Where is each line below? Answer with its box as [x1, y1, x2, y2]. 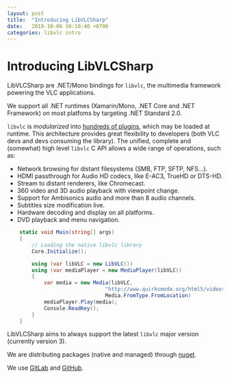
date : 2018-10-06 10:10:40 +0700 [7, 23, 109, 29]
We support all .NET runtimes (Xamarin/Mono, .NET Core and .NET [7, 102, 195, 110]
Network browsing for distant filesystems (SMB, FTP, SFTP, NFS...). [16, 165, 207, 173]
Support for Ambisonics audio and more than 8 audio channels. [16, 194, 196, 202]
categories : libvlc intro [7, 29, 81, 36]
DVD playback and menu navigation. [16, 216, 120, 224]
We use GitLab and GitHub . [7, 364, 84, 372]
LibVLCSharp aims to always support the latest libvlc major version [7, 330, 199, 338]
